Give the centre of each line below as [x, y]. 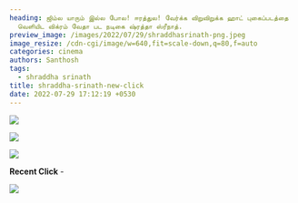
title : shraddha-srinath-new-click [77, 86]
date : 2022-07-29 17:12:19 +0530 [73, 94]
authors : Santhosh [44, 60]
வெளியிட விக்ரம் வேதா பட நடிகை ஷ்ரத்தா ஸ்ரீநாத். [100, 26]
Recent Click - [37, 171]
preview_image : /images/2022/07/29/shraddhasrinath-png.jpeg [128, 35]
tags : [20, 69]
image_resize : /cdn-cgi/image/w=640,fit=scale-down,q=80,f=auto [134, 43]
